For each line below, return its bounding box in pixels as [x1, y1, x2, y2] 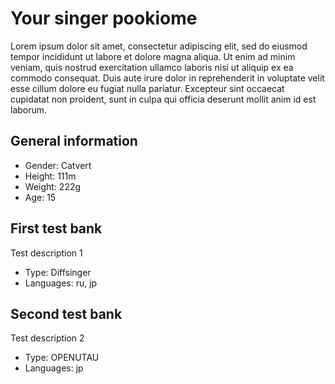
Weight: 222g [24, 180, 82, 192]
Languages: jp [24, 362, 84, 374]
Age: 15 [24, 191, 57, 203]
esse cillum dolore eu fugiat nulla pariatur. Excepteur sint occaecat [10, 82, 285, 94]
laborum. [10, 103, 48, 116]
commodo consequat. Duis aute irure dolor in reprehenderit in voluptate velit [10, 72, 325, 84]
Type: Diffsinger [24, 266, 92, 278]
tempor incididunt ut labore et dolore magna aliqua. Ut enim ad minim [10, 50, 296, 62]
